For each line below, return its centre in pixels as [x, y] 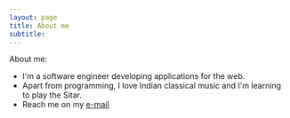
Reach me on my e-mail [65, 105]
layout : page [33, 17]
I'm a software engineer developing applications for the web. [133, 76]
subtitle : [28, 34]
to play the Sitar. [52, 95]
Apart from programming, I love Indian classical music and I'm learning [152, 86]
